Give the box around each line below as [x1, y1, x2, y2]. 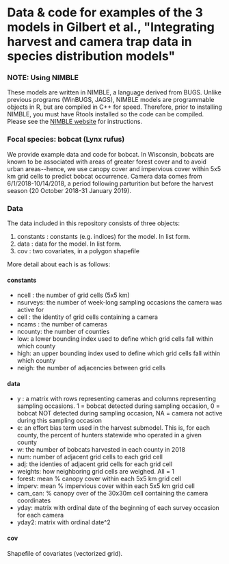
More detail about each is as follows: [7, 260, 111, 268]
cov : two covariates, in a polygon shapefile [16, 247, 140, 255]
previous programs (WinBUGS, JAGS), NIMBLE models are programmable [7, 96, 215, 104]
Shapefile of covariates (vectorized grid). [7, 549, 123, 557]
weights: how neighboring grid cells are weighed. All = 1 [16, 467, 175, 476]
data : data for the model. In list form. [16, 240, 122, 248]
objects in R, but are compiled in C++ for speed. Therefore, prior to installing [7, 103, 222, 111]
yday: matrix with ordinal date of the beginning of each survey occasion [16, 504, 220, 512]
